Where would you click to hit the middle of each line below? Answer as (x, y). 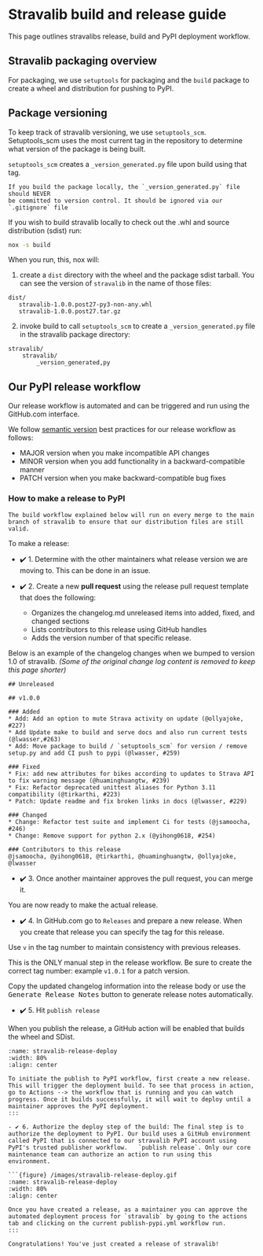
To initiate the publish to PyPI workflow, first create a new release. (130, 1079)
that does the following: (58, 597)
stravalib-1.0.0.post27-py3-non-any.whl (86, 305)
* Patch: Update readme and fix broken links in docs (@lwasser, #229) (128, 801)
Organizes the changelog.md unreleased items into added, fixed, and (143, 612)
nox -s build (29, 245)
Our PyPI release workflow (75, 387)
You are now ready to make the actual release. (83, 905)
